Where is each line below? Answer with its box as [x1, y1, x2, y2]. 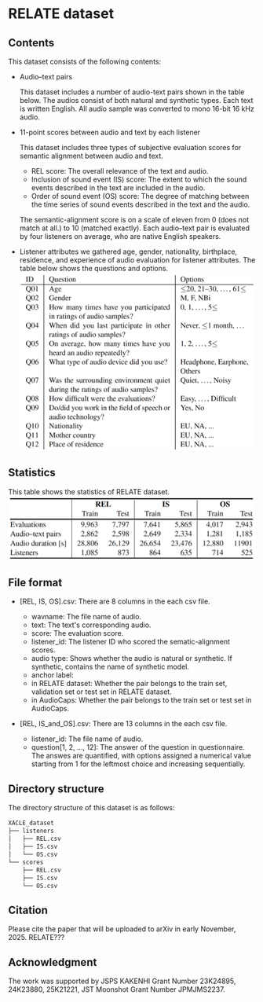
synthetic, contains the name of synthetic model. [31, 662, 190, 672]
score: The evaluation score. [31, 629, 124, 638]
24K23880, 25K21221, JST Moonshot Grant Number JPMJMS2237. [8, 984, 225, 994]
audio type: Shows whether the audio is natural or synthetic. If [31, 654, 233, 663]
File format [8, 576, 63, 589]
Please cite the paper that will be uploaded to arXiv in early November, [8, 924, 236, 934]
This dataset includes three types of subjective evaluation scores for [19, 143, 242, 152]
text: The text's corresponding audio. [31, 620, 152, 629]
